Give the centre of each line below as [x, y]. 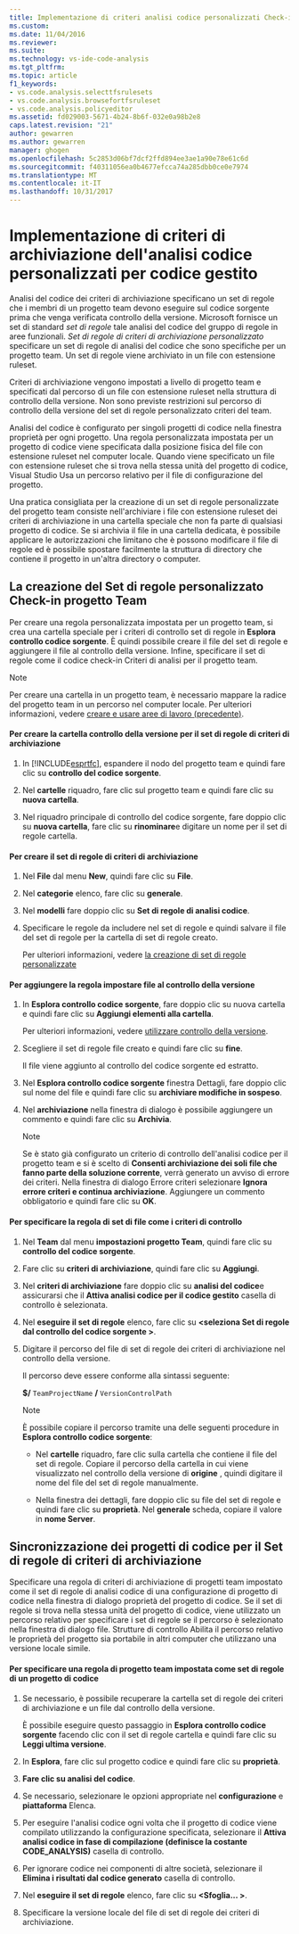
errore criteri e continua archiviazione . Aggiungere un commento [143, 1192]
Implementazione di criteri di [117, 236]
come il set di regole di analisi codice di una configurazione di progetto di [144, 1591]
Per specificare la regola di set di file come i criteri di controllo [126, 1221]
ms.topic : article [43, 76]
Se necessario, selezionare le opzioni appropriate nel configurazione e [153, 1796]
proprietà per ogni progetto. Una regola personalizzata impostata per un [141, 437]
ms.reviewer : [33, 42]
